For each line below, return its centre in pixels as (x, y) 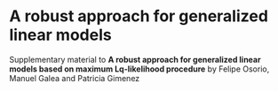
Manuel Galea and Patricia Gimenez (75, 78)
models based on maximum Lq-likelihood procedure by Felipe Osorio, (139, 69)
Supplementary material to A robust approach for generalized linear (135, 59)
